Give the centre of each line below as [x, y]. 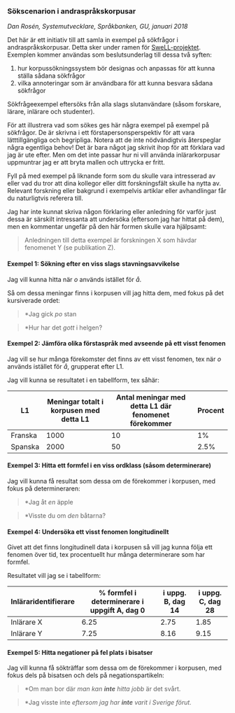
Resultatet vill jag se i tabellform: [54, 576]
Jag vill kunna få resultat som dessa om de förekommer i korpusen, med [111, 481]
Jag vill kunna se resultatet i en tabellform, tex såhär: [83, 380]
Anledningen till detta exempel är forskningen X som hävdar [111, 240]
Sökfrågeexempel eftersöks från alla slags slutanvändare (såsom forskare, [114, 104]
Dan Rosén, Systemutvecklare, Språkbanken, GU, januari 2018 [98, 27]
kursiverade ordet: [34, 300]
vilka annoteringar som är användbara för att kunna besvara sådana [115, 83]
